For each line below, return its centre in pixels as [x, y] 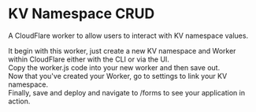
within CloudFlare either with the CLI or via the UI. [89, 59]
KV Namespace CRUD [82, 14]
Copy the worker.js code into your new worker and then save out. [114, 67]
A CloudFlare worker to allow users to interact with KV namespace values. [128, 35]
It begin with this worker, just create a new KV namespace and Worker [122, 50]
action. [19, 101]
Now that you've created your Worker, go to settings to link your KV [118, 76]
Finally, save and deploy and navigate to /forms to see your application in [127, 92]
